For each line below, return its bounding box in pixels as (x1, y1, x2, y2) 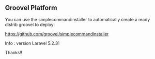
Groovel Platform (5, 4, 57, 12)
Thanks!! (5, 49, 23, 55)
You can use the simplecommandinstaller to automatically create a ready (5, 16, 150, 22)
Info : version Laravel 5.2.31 (5, 40, 60, 46)
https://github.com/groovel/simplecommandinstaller (5, 31, 109, 36)
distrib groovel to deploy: (5, 22, 55, 27)
